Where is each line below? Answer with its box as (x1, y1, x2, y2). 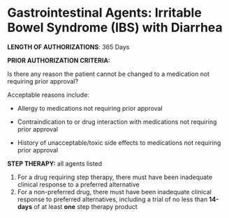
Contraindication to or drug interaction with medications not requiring (17, 117, 217, 126)
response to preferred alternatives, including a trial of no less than (17, 195, 208, 203)
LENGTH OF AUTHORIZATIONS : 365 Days (7, 42, 130, 51)
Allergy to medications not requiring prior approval (17, 104, 163, 112)
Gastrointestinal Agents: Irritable (7, 5, 202, 21)
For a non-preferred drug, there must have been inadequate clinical (17, 187, 212, 196)
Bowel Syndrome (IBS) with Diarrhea (7, 20, 223, 36)
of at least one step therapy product (34, 202, 138, 210)
